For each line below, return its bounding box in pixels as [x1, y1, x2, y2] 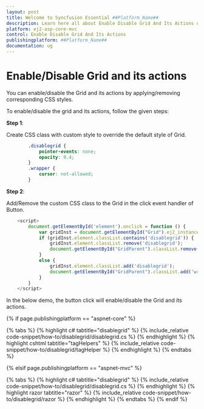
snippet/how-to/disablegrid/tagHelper [6, 346, 101, 354]
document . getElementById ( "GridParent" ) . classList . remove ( [49, 246, 200, 253]
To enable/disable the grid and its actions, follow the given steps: [6, 107, 169, 114]
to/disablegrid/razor [6, 396, 56, 403]
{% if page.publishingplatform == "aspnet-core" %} [6, 315, 136, 323]
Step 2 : [6, 187, 25, 195]
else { [38, 257, 56, 264]
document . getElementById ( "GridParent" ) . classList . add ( [49, 268, 191, 274]
